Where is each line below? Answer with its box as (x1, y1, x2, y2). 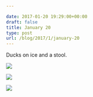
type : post (6, 30, 33, 36)
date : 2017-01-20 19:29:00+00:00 (6, 13, 88, 19)
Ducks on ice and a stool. (6, 51, 67, 58)
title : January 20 (6, 25, 51, 30)
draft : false (6, 19, 38, 25)
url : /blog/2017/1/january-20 (6, 36, 80, 41)
